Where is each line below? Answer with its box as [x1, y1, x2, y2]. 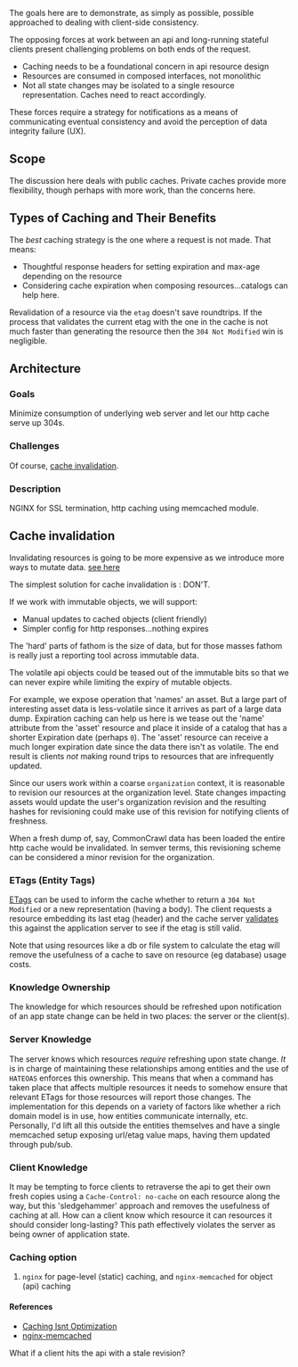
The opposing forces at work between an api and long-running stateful [9, 35, 270, 45]
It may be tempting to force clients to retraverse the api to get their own [9, 1181, 271, 1192]
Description [9, 482, 61, 494]
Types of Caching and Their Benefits [9, 211, 217, 226]
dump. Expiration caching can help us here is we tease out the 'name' [9, 713, 265, 724]
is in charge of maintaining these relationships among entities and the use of [9, 1063, 289, 1073]
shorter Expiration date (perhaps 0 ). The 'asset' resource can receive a [9, 732, 269, 742]
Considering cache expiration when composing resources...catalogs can [21, 280, 289, 291]
